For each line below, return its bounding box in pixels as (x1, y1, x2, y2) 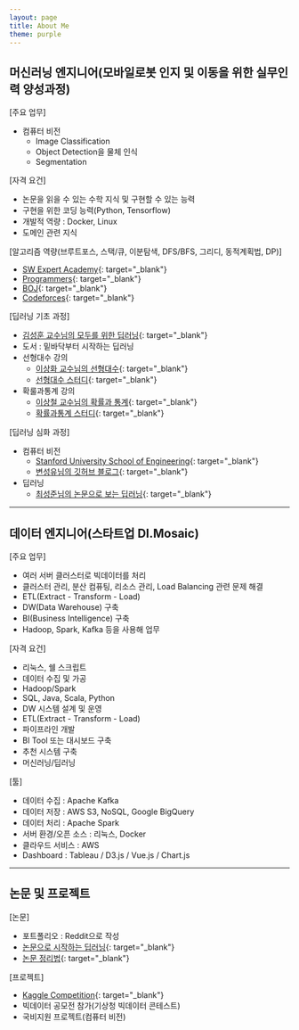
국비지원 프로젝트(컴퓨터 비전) (21, 1011, 126, 1022)
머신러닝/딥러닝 (21, 757, 77, 768)
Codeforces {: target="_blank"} (21, 293, 135, 303)
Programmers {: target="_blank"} (21, 274, 141, 284)
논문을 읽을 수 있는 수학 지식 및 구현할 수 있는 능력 (21, 194, 196, 205)
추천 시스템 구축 (21, 746, 77, 756)
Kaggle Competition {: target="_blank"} (21, 989, 165, 1000)
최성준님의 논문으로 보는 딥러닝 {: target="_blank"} (35, 489, 212, 499)
